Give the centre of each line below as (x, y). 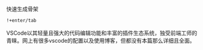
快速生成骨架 (22, 9)
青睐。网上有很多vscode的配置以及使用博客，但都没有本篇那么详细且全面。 (101, 40)
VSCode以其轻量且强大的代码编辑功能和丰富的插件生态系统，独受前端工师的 (102, 33)
